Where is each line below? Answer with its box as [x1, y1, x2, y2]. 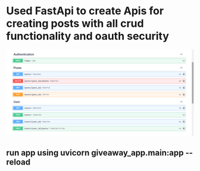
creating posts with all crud [6, 17, 144, 30]
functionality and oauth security [6, 30, 170, 43]
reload [6, 157, 31, 167]
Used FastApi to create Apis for [6, 4, 164, 18]
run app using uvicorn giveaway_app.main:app [6, 147, 184, 158]
